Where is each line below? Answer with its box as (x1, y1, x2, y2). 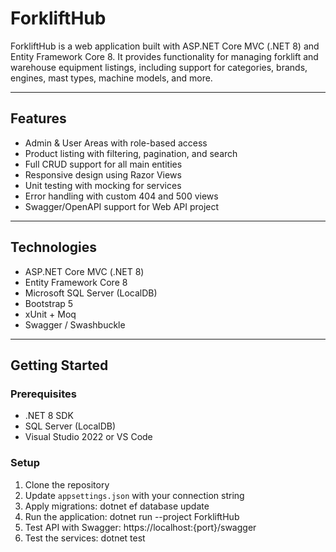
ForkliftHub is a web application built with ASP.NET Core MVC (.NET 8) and (10, 40, 320, 52)
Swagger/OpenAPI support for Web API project (24, 200, 220, 212)
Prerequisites (10, 387, 77, 401)
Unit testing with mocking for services (24, 179, 182, 191)
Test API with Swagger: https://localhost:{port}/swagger (24, 521, 257, 533)
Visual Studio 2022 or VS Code (24, 431, 153, 443)
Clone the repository (24, 478, 110, 491)
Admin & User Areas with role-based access (24, 137, 208, 149)
